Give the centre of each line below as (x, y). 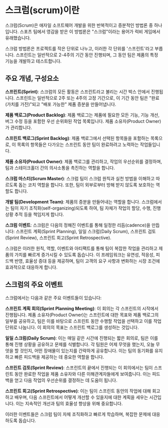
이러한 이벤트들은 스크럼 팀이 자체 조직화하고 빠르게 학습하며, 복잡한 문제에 (78, 414)
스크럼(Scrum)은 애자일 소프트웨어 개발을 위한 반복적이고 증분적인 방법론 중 (79, 25)
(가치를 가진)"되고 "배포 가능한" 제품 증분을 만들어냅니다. (61, 104)
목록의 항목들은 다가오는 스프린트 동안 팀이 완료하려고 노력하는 (78, 145)
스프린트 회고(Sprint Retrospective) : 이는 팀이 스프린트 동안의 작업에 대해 (78, 391)
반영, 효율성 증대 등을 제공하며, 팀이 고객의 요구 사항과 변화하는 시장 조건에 (87, 261)
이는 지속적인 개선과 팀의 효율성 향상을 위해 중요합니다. (69, 403)
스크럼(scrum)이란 (42, 10)
